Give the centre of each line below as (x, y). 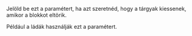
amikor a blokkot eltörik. (37, 15)
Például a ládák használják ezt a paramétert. (62, 27)
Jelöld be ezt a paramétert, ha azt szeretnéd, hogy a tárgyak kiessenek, (96, 9)
